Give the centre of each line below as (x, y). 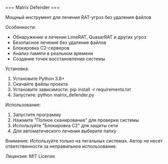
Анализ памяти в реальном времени (53, 53)
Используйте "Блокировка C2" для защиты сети (65, 125)
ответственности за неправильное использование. (61, 146)
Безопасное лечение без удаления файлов (59, 42)
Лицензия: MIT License (30, 156)
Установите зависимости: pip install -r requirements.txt (72, 89)
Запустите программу (37, 115)
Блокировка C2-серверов (41, 48)
